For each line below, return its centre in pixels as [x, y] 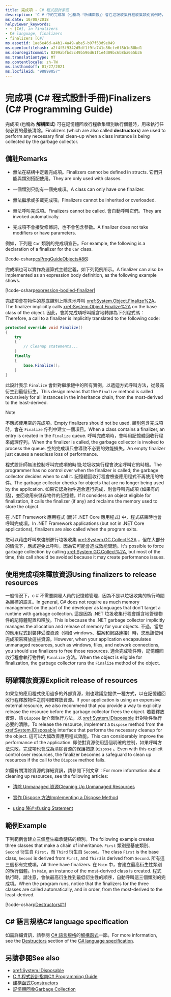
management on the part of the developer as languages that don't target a [83, 608]
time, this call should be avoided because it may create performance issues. [85, 557]
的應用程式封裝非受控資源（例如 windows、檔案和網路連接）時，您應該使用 [84, 633]
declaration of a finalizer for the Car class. [49, 249]
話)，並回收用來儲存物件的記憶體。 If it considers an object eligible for [78, 495]
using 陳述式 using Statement [43, 808]
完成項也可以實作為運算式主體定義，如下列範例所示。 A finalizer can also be [84, 269]
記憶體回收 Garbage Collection [44, 989]
